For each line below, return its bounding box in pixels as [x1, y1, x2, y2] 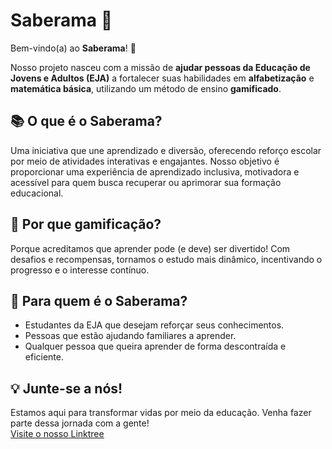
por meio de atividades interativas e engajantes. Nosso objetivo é [10, 155, 280, 167]
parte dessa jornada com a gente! [10, 417, 150, 429]
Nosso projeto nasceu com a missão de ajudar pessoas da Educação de [10, 61, 311, 73]
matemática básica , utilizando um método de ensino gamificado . [10, 82, 282, 94]
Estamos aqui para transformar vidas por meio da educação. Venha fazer [10, 407, 312, 419]
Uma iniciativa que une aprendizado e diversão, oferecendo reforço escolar [10, 144, 322, 156]
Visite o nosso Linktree [10, 428, 105, 440]
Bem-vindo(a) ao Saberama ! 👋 [10, 42, 137, 54]
